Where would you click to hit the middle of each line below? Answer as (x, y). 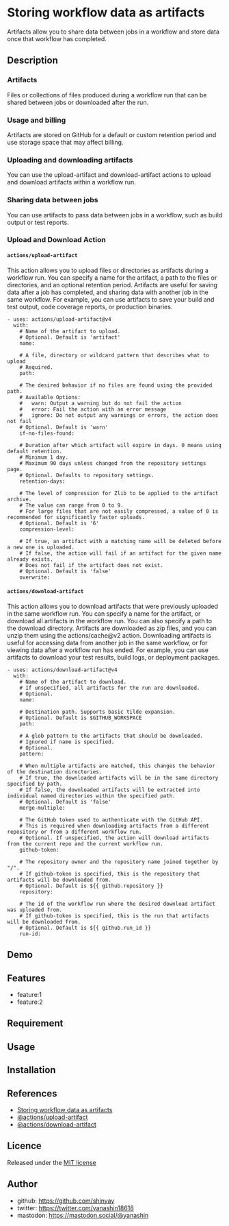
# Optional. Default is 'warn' (64, 427)
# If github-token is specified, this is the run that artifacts (114, 916)
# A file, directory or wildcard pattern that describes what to (114, 355)
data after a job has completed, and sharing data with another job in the (108, 292)
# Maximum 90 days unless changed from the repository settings (113, 463)
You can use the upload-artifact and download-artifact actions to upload (109, 175)
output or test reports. (38, 222)
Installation (31, 1070)
